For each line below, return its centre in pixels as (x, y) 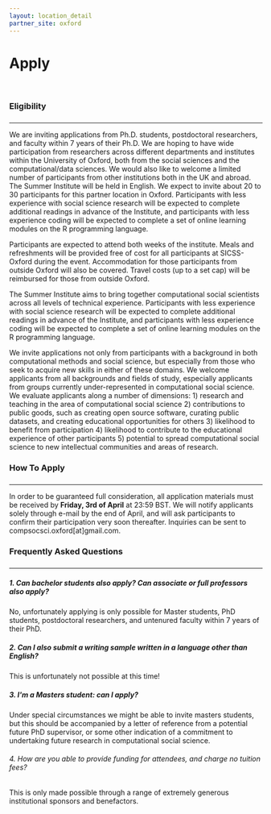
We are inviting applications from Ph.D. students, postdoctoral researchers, (133, 135)
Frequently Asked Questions (66, 551)
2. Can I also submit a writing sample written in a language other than (128, 647)
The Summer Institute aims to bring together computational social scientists (134, 294)
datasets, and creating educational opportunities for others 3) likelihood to (132, 422)
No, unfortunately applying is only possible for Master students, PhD (122, 611)
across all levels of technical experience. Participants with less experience (132, 303)
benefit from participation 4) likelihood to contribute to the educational (126, 430)
